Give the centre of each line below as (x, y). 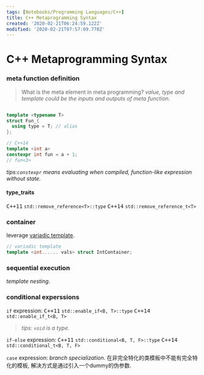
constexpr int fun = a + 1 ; (42, 154)
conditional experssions (43, 297)
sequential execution (38, 268)
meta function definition (43, 78)
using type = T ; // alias (45, 126)
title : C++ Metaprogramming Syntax (52, 18)
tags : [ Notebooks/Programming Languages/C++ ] (65, 12)
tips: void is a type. (45, 328)
